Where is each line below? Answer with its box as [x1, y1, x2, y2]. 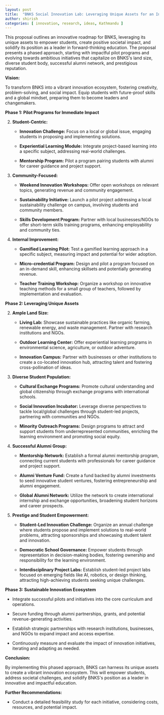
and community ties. [19, 227, 61, 233]
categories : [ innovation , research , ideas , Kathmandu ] [5, 21, 123, 26]
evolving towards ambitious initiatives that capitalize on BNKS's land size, [5, 55, 153, 61]
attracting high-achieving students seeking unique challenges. [19, 577, 145, 583]
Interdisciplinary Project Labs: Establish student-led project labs [19, 567, 151, 573]
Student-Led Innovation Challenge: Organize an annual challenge [19, 522, 154, 528]
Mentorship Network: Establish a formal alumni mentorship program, [19, 453, 159, 458]
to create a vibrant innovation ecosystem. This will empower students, [5, 669, 146, 676]
